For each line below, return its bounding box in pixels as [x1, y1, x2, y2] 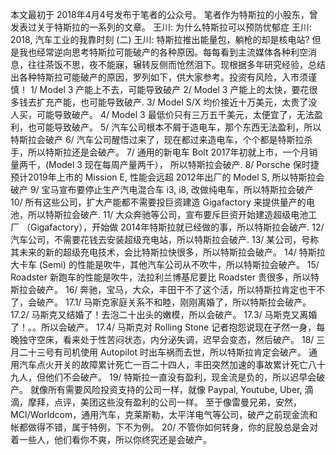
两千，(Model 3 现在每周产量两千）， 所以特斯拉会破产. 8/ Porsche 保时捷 [18, 159, 320, 170]
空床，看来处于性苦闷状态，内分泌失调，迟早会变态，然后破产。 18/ [36, 334, 315, 345]
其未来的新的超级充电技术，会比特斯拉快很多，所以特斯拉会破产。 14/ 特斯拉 [10, 246, 326, 258]
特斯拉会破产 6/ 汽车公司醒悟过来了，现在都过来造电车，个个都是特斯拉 [10, 134, 305, 145]
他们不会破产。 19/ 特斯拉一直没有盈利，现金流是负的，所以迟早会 [44, 371, 317, 383]
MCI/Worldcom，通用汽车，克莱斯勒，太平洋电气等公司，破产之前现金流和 [10, 409, 318, 420]
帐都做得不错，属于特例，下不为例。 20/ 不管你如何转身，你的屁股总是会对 [10, 421, 319, 433]
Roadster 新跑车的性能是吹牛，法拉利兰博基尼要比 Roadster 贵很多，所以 [10, 271, 311, 283]
